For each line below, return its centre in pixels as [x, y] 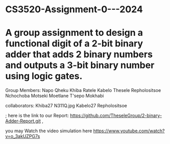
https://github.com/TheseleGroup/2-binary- [116, 115]
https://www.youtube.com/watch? [129, 131]
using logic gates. [44, 76]
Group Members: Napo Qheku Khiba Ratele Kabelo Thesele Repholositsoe [83, 90]
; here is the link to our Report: [37, 115]
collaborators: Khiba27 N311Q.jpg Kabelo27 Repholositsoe [66, 106]
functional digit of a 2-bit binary [74, 44]
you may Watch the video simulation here [49, 131]
